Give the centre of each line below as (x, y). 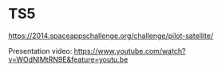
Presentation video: (40, 51)
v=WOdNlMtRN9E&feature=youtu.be (68, 59)
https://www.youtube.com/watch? (130, 51)
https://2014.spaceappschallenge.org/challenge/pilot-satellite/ (111, 36)
